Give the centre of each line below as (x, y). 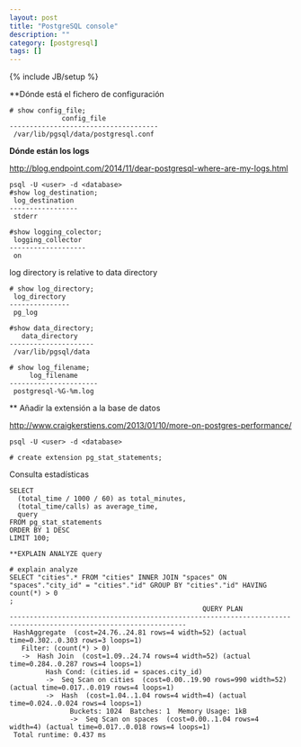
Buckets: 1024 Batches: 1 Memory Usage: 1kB (158, 712)
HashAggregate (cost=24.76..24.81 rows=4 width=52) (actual (130, 633)
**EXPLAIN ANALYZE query (56, 554)
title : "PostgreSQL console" (64, 26)
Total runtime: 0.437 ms (59, 735)
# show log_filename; (50, 368)
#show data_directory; (52, 328)
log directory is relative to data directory (84, 273)
